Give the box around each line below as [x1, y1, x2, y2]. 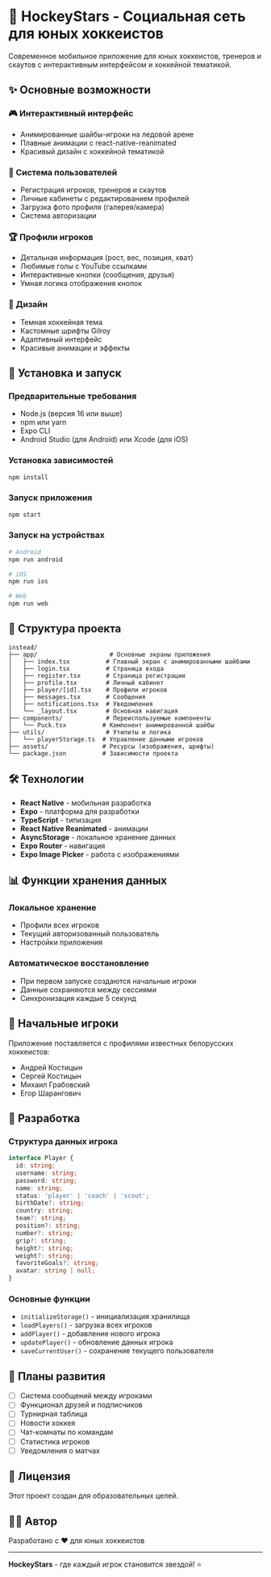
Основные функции [8, 1293, 90, 1304]
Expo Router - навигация [19, 840, 106, 851]
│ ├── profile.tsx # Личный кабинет [8, 679, 164, 687]
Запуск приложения [8, 492, 93, 503]
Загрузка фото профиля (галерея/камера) [19, 202, 165, 212]
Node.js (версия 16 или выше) [19, 409, 123, 418]
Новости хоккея [19, 1418, 76, 1428]
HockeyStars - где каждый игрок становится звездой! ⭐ [8, 1559, 202, 1570]
